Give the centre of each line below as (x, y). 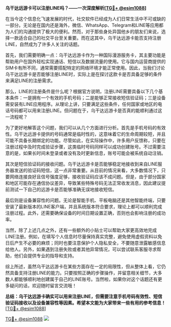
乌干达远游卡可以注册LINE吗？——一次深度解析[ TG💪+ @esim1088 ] (76, 8)
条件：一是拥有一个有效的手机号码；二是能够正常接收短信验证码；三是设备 (88, 98)
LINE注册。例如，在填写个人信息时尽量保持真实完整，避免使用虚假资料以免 (84, 237)
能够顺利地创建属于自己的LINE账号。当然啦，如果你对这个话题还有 (88, 279)
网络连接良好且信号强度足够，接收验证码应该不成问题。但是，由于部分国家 (88, 177)
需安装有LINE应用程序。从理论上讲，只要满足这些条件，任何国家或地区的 (81, 104)
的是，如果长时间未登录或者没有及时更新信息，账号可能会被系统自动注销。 (88, 153)
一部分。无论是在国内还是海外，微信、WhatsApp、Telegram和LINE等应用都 (84, 25)
